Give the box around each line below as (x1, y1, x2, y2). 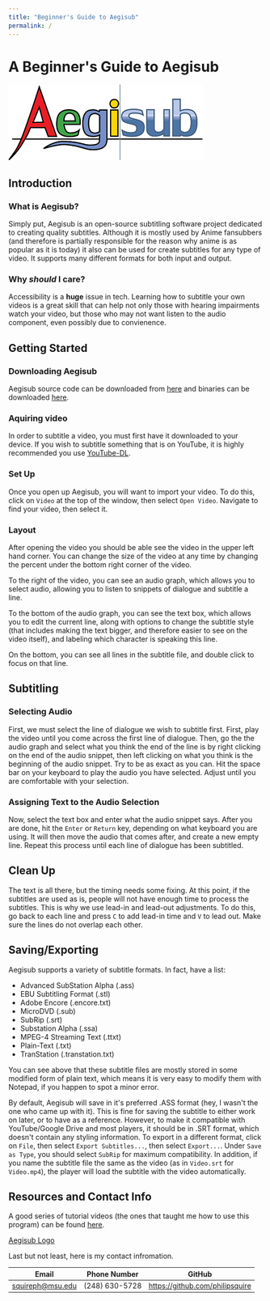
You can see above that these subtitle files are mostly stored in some (8, 1065, 238, 1074)
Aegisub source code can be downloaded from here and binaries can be (8, 384, 250, 394)
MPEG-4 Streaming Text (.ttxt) (19, 1032, 122, 1041)
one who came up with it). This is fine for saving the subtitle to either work (8, 1106, 256, 1116)
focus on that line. (8, 659, 69, 667)
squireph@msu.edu (11, 1281, 77, 1290)
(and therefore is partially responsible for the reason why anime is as (8, 236, 237, 246)
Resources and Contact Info (8, 1190, 152, 1203)
